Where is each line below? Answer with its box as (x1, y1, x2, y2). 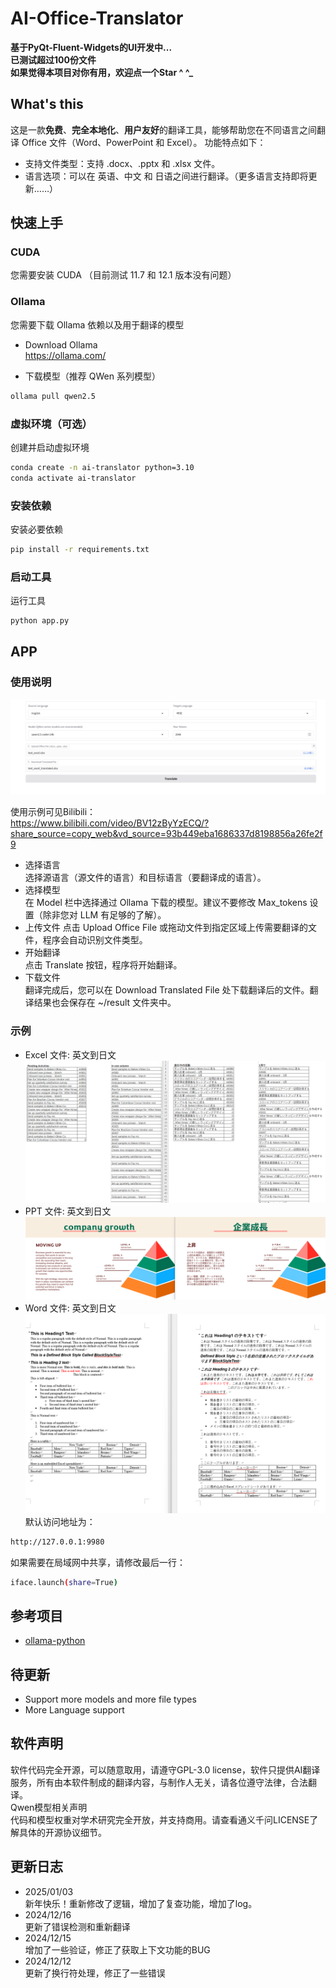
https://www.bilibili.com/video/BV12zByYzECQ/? (10, 817, 210, 829)
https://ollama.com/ (24, 349, 107, 361)
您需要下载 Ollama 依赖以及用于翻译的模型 (10, 318, 185, 331)
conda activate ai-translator (10, 473, 137, 483)
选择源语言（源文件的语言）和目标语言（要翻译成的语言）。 (24, 872, 267, 884)
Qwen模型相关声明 (10, 1801, 88, 1813)
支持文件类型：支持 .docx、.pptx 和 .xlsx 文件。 (24, 157, 221, 169)
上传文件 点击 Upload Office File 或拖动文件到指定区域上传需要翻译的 (24, 922, 309, 934)
